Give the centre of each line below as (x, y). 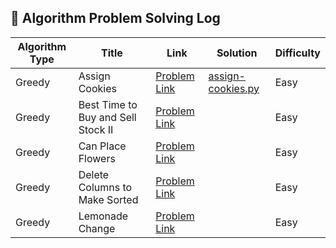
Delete (94, 174)
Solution (237, 53)
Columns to (105, 187)
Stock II (96, 129)
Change (97, 228)
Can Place (102, 146)
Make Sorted (108, 199)
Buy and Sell (107, 117)
